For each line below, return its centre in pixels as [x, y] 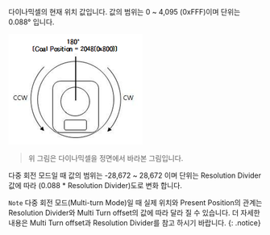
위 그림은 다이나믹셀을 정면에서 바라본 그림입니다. [106, 158]
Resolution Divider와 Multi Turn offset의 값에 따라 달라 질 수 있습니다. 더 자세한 [134, 213]
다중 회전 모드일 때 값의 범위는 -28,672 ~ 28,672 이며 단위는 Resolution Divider [135, 175]
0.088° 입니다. [31, 22]
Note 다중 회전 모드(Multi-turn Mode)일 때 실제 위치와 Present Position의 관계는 [135, 203]
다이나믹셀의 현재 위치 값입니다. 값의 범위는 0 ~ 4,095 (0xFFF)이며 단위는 [125, 12]
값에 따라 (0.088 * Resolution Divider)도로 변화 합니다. [96, 185]
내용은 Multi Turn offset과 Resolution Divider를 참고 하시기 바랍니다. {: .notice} [135, 223]
